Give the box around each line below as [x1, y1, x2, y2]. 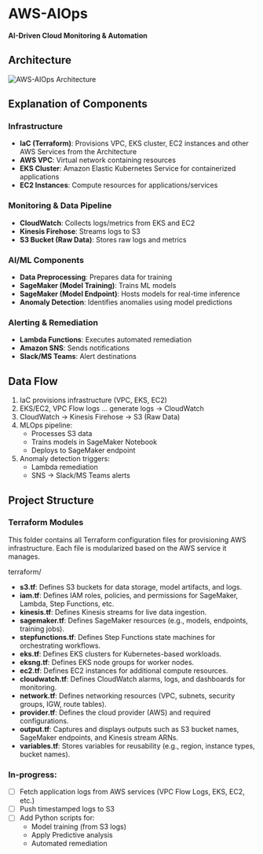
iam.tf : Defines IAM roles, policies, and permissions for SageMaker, [19, 590, 239, 600]
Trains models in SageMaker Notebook [31, 438, 158, 447]
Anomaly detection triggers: [19, 454, 110, 464]
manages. [8, 552, 41, 561]
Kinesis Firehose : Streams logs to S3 [19, 226, 141, 236]
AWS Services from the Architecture [19, 147, 137, 157]
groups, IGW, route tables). [19, 699, 108, 708]
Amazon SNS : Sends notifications [19, 343, 130, 353]
